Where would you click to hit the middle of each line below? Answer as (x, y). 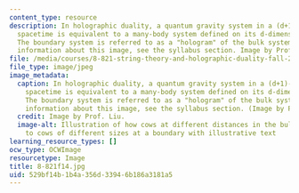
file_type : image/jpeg (51, 68)
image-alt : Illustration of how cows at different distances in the (147, 125)
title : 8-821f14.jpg (48, 166)
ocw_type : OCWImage (45, 149)
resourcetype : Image (48, 158)
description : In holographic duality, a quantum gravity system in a (141, 26)
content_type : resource (53, 17)
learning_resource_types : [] (63, 141)
